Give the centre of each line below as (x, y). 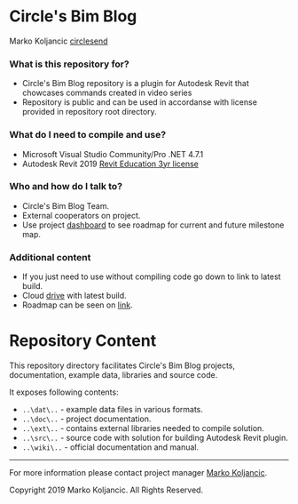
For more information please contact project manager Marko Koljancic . (138, 473)
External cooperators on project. (81, 215)
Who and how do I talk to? (66, 187)
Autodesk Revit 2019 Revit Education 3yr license (110, 164)
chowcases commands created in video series (107, 93)
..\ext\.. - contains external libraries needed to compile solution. (143, 428)
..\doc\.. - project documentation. (86, 419)
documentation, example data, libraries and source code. (114, 375)
